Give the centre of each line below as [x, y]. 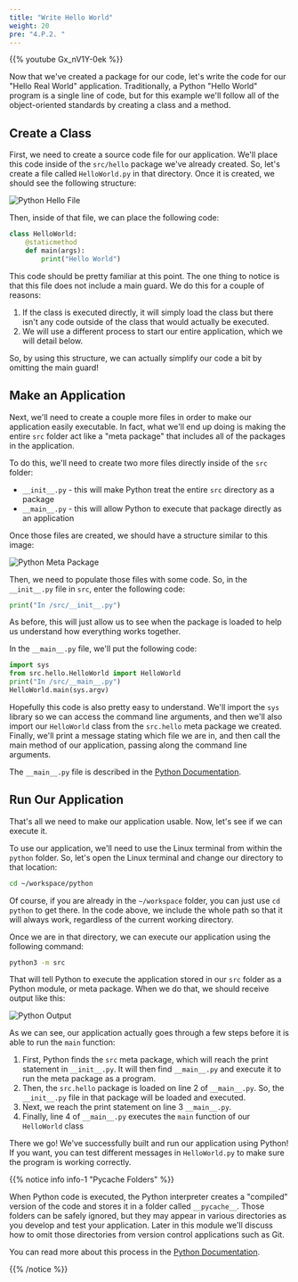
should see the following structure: [73, 183]
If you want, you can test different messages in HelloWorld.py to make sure [147, 1153]
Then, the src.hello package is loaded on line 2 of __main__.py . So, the [153, 1088]
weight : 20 [29, 26]
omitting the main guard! [54, 368]
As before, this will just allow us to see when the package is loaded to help [145, 622]
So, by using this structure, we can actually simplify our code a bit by [136, 358]
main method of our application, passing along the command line [128, 745]
